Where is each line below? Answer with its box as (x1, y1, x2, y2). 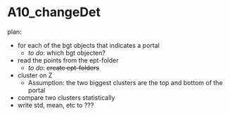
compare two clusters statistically (17, 93, 115, 102)
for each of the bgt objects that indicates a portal (17, 41, 160, 49)
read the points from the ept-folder (17, 56, 119, 64)
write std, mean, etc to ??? (17, 101, 94, 109)
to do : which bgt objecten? (27, 49, 106, 57)
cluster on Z (17, 71, 53, 79)
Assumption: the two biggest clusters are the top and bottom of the (27, 78, 223, 86)
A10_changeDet (7, 4, 101, 20)
